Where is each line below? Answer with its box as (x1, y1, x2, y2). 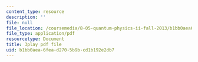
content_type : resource (6, 8, 65, 15)
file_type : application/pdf (6, 31, 75, 37)
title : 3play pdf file (6, 42, 62, 48)
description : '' (6, 14, 46, 20)
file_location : (6, 25, 44, 31)
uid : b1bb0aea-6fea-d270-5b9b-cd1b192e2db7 (6, 47, 115, 53)
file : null (6, 19, 33, 25)
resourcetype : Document (6, 36, 65, 42)
